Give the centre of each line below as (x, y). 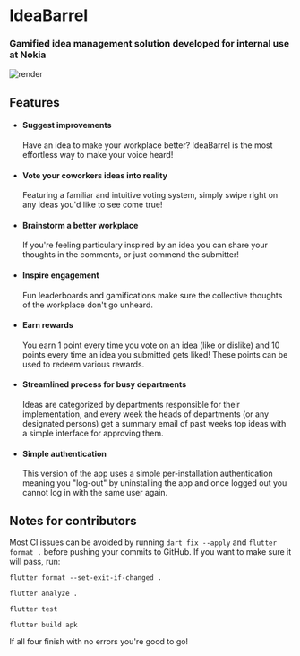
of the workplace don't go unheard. (88, 305)
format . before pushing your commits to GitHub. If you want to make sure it (150, 552)
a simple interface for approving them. (93, 433)
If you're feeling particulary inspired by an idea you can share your (145, 245)
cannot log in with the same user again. (95, 493)
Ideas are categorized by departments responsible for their (131, 405)
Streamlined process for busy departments (104, 384)
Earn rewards (47, 325)
